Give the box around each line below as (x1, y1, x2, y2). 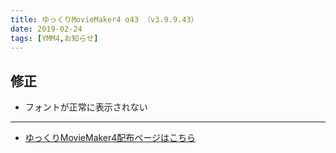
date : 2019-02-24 (10, 24, 83, 34)
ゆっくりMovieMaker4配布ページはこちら (24, 132, 197, 144)
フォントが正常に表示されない (24, 101, 148, 113)
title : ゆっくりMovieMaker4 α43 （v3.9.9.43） (10, 14, 199, 25)
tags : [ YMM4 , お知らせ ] (10, 33, 99, 43)
